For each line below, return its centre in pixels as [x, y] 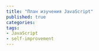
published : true [26, 17]
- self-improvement [30, 39]
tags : [13, 28]
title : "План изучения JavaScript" [50, 11]
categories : [21, 22]
